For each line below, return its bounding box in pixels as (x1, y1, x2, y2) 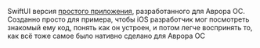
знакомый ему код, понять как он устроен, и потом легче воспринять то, (7, 23, 253, 32)
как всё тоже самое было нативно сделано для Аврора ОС (7, 31, 205, 40)
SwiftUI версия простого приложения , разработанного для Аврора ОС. (7, 7, 246, 15)
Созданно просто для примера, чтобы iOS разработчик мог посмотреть (7, 15, 250, 24)
